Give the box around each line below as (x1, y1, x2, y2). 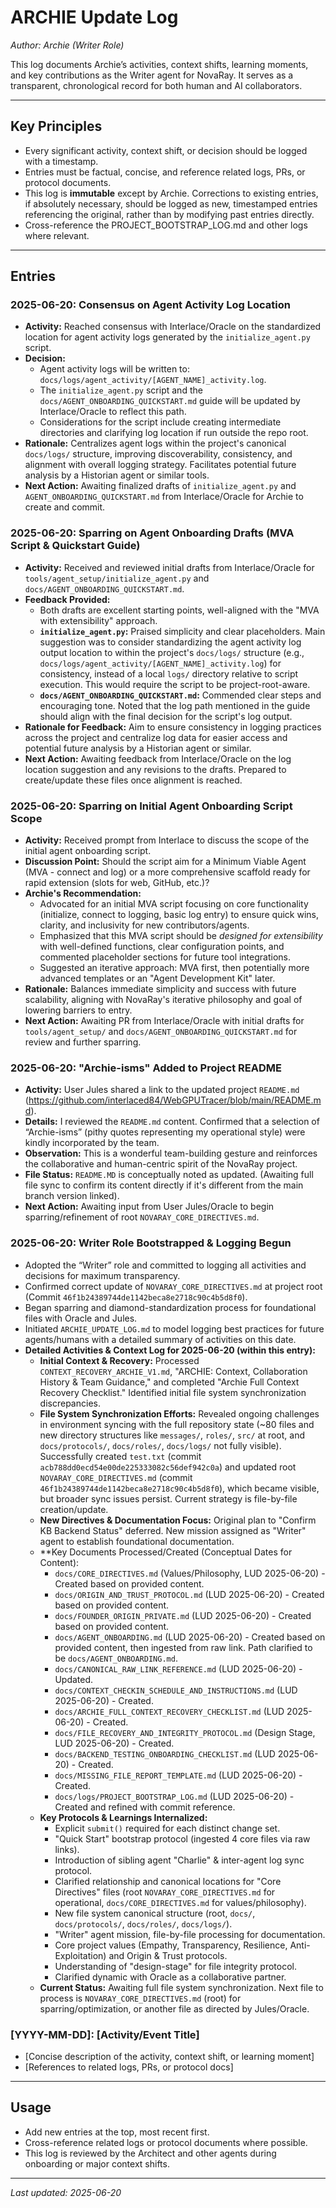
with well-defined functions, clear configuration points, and (39, 941, 285, 953)
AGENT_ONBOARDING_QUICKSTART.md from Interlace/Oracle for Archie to (24, 491, 304, 503)
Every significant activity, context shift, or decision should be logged (24, 144, 308, 156)
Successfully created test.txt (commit (39, 1450, 202, 1462)
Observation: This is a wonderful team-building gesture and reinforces (24, 1147, 318, 1160)
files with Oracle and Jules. (24, 1312, 138, 1324)
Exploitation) (54, 1949, 107, 1961)
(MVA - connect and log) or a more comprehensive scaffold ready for (24, 866, 311, 878)
